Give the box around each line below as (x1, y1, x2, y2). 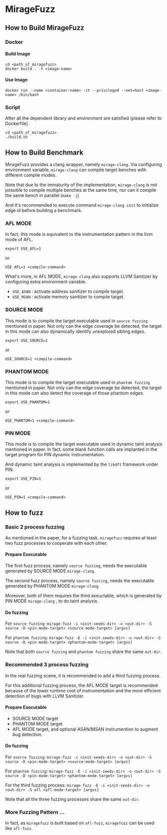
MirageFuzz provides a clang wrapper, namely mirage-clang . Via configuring (5, 162, 162, 168)
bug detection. (12, 731, 43, 737)
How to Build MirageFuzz (5, 24, 85, 32)
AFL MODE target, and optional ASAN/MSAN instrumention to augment (12, 726, 159, 732)
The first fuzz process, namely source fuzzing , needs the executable (5, 563, 147, 569)
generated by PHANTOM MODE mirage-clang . (5, 583, 100, 589)
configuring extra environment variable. (5, 279, 86, 285)
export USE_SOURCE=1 (5, 338, 48, 343)
